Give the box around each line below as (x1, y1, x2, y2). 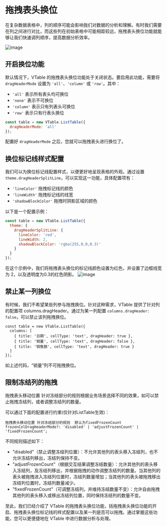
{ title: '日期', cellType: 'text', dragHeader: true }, (14, 333, 133, 339)
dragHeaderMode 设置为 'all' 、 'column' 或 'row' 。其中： (5, 80, 121, 86)
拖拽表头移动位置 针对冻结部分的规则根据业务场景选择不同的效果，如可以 (5, 392, 155, 398)
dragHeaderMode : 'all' (9, 124, 57, 130)
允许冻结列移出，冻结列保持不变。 (12, 455, 83, 461)
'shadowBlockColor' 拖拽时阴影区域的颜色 (12, 198, 98, 204)
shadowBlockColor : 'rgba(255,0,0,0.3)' (18, 242, 101, 247)
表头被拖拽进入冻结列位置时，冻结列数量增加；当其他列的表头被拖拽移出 (12, 474, 161, 480)
